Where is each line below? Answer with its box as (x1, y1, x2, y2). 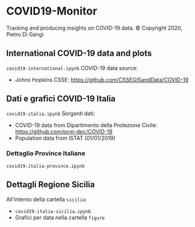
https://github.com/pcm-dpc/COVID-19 (14, 128, 113, 135)
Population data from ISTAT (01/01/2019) (14, 134, 116, 142)
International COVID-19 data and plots (6, 48, 152, 59)
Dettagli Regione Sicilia (6, 180, 95, 190)
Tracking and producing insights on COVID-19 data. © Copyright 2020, (6, 24, 183, 31)
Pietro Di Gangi (6, 30, 44, 38)
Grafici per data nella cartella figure (14, 214, 105, 221)
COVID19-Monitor (6, 4, 98, 18)
